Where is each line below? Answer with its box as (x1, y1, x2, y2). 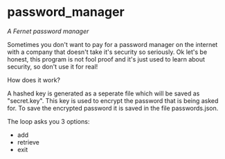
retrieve (17, 138, 40, 146)
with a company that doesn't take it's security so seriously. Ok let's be (7, 48, 208, 56)
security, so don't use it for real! (7, 62, 98, 71)
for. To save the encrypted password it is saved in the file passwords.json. (7, 104, 219, 112)
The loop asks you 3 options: (7, 117, 90, 125)
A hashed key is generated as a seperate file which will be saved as (7, 89, 200, 97)
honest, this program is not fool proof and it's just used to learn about (7, 55, 206, 63)
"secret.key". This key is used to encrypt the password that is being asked (7, 96, 219, 104)
